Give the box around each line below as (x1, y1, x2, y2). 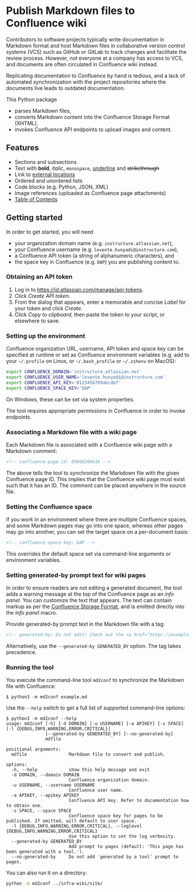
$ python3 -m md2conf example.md (6, 694, 87, 700)
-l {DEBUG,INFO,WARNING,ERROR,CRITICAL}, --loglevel (11, 824, 142, 829)
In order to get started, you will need (6, 228, 93, 235)
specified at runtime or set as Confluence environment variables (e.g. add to (6, 351, 190, 358)
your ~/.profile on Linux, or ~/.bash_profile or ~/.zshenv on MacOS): (6, 358, 176, 365)
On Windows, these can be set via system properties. (6, 396, 135, 403)
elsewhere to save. (14, 317, 60, 324)
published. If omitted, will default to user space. (6, 818, 137, 824)
